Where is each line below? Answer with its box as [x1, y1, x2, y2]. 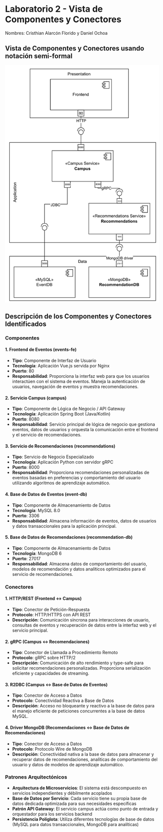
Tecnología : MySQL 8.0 [12, 507, 61, 513]
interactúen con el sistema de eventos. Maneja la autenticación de [12, 379, 145, 385]
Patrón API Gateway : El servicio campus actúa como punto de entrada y [12, 806, 159, 811]
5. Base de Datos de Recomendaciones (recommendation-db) [5, 534, 133, 540]
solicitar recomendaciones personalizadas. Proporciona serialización [12, 665, 151, 671]
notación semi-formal [5, 52, 73, 60]
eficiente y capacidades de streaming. [12, 671, 89, 676]
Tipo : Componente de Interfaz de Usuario [12, 358, 97, 364]
